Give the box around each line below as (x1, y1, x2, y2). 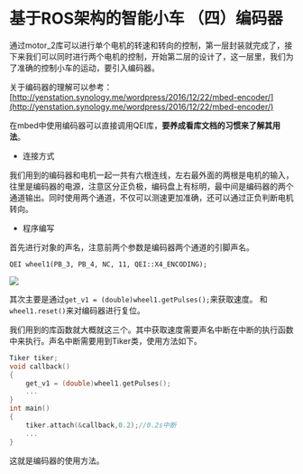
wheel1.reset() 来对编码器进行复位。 (9, 304, 146, 316)
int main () (9, 404, 50, 414)
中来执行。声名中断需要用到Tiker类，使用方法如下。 (9, 335, 203, 346)
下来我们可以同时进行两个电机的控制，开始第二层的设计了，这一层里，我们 (9, 51, 286, 61)
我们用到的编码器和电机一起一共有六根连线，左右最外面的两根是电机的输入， (9, 169, 294, 181)
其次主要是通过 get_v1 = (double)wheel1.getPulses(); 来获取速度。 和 (9, 293, 268, 304)
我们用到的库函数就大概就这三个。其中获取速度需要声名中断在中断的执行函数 (9, 324, 294, 335)
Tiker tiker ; (9, 353, 59, 362)
